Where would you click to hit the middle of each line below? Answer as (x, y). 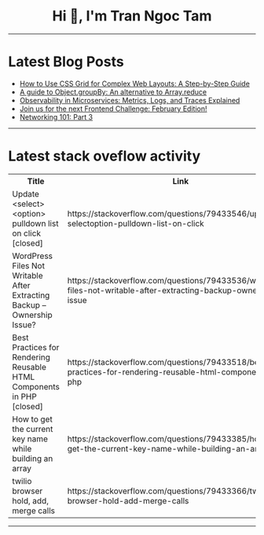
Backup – (29, 304)
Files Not (29, 265)
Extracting (31, 295)
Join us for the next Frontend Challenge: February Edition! (113, 109)
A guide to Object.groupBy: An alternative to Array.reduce (113, 92)
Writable (27, 275)
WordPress (33, 256)
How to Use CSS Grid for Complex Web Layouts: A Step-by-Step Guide (134, 83)
